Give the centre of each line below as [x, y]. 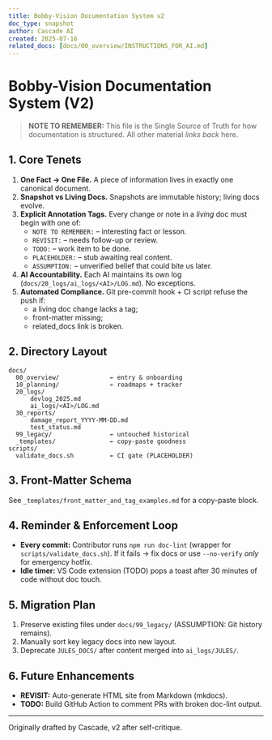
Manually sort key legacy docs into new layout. [98, 642]
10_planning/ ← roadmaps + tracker [99, 385]
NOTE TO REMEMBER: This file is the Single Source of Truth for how [142, 126]
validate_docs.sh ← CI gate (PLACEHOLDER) [105, 455]
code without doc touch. [61, 579]
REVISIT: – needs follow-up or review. [95, 239]
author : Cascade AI [41, 31]
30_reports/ [36, 413]
